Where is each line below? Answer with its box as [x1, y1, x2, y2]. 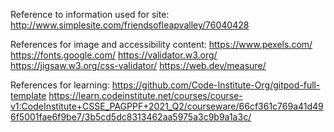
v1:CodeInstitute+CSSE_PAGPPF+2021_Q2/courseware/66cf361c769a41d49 [10, 100, 324, 112]
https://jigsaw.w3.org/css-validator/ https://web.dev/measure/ [10, 60, 267, 71]
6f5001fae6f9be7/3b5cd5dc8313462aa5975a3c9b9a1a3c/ [10, 111, 252, 123]
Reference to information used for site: [10, 9, 170, 20]
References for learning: [10, 79, 110, 91]
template [10, 90, 47, 101]
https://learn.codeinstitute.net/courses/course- [48, 90, 243, 101]
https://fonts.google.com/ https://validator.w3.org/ [10, 49, 218, 61]
